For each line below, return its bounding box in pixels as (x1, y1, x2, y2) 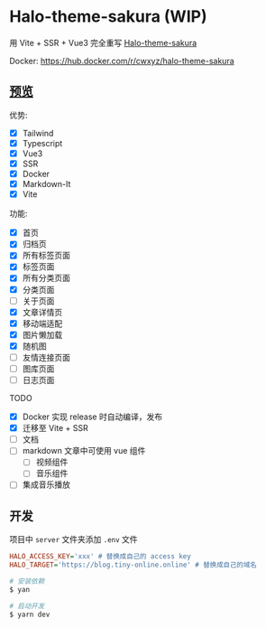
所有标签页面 (22, 250, 70, 261)
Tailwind (22, 127, 54, 138)
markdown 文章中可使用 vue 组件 (22, 445, 146, 456)
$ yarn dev (9, 610, 50, 619)
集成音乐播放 (22, 479, 70, 490)
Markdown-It (22, 179, 71, 190)
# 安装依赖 (9, 576, 45, 586)
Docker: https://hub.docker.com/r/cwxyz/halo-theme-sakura (9, 55, 234, 66)
